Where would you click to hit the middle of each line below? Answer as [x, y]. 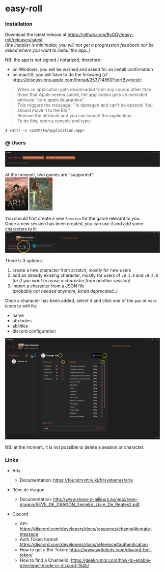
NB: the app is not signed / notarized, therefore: [53, 60]
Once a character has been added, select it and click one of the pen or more [81, 301]
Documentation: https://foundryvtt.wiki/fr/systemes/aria [76, 480]
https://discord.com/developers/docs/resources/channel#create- [86, 529]
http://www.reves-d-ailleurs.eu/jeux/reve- [96, 499]
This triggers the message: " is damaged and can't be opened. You [85, 105]
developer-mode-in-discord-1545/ [54, 566]
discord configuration [34, 331]
